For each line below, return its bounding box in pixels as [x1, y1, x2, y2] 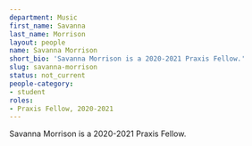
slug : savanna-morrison [9, 63, 98, 72]
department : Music [9, 12, 78, 22]
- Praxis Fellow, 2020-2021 [9, 104, 114, 113]
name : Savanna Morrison [9, 46, 98, 55]
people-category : [9, 79, 74, 88]
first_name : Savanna [9, 21, 87, 30]
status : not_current [9, 71, 87, 80]
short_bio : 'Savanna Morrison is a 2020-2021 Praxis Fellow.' [9, 54, 246, 63]
